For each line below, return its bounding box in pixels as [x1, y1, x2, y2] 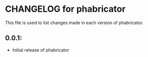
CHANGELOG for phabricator [5, 3, 126, 15]
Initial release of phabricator [12, 47, 70, 53]
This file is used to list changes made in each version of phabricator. [5, 20, 144, 26]
